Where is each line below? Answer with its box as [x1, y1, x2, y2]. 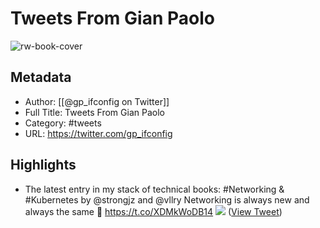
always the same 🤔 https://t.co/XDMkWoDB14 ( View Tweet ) [24, 205, 283, 217]
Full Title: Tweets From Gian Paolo [24, 106, 165, 118]
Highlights [10, 157, 77, 174]
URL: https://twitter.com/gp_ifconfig [24, 127, 173, 139]
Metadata [10, 69, 72, 86]
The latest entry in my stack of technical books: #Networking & [24, 183, 285, 195]
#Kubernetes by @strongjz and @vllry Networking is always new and [24, 193, 310, 206]
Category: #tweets [24, 117, 102, 129]
